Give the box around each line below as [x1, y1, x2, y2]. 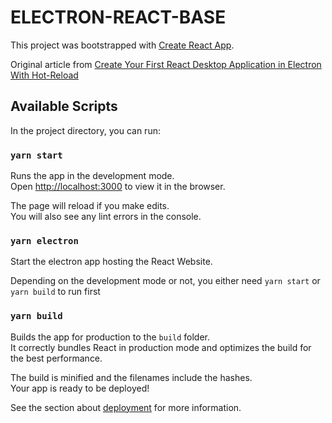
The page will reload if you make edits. [10, 200, 170, 212]
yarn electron [10, 235, 79, 246]
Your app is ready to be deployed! [10, 382, 150, 394]
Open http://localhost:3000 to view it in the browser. [10, 181, 226, 193]
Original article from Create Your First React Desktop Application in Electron [10, 58, 322, 70]
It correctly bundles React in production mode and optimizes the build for [10, 341, 312, 353]
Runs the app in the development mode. [10, 170, 175, 182]
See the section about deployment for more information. [10, 401, 242, 413]
